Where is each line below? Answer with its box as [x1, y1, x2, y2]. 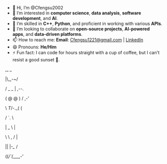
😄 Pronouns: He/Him [12, 44, 57, 50]
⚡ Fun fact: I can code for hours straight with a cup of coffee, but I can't [12, 50, 160, 55]
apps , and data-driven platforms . [12, 31, 83, 37]
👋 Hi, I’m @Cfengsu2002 [12, 5, 63, 10]
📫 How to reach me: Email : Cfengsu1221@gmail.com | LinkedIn [12, 37, 144, 42]
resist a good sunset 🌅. [12, 57, 60, 62]
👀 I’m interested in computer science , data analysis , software [12, 10, 141, 16]
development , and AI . [12, 15, 58, 21]
